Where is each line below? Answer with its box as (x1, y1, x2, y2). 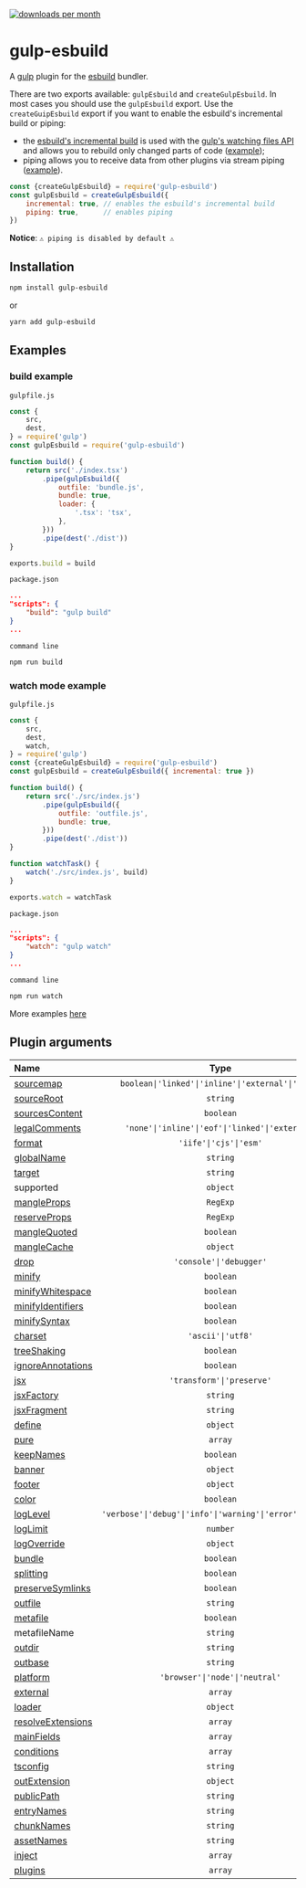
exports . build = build (9, 558, 96, 568)
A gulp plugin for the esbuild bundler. (9, 70, 148, 81)
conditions (14, 1745, 59, 1757)
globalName (14, 1151, 66, 1164)
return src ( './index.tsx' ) (25, 466, 128, 475)
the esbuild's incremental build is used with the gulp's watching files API (22, 135, 294, 146)
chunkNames (14, 1819, 71, 1831)
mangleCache (14, 1240, 75, 1253)
